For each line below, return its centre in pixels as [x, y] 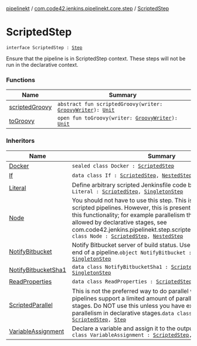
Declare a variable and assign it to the [124, 328]
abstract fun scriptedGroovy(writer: [110, 104]
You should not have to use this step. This [129, 200]
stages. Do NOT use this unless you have [128, 306]
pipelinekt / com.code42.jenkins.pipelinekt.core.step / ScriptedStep [88, 8]
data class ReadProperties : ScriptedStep [132, 281]
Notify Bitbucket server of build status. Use [131, 245]
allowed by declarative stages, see [119, 222]
